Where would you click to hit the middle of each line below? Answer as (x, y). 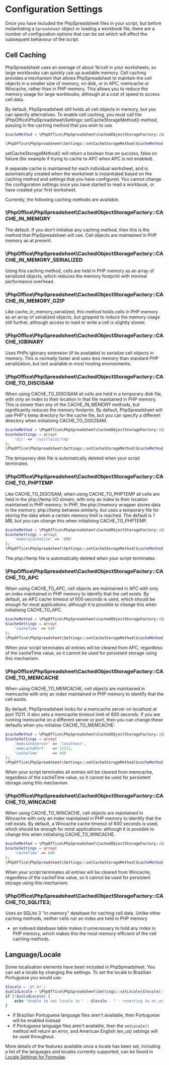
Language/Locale (33, 955)
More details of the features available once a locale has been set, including (83, 1046)
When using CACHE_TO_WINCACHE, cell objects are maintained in (74, 813)
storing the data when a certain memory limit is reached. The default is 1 (80, 515)
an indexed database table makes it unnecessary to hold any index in (84, 928)
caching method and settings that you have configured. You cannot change (83, 179)
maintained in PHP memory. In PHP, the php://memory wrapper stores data (83, 504)
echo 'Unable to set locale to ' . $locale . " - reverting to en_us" (90, 1001)
